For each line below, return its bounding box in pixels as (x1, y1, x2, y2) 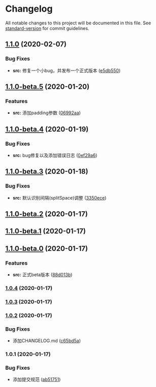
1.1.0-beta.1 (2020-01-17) (5, 227, 86, 236)
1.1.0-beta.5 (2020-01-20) (5, 82, 90, 91)
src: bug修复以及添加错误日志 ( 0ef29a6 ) (12, 152, 98, 158)
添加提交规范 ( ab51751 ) (12, 376, 61, 382)
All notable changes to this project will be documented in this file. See (5, 20, 151, 26)
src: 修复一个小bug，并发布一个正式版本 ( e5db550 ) (12, 67, 121, 74)
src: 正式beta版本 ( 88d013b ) (12, 272, 73, 278)
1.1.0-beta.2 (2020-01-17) (5, 210, 88, 218)
